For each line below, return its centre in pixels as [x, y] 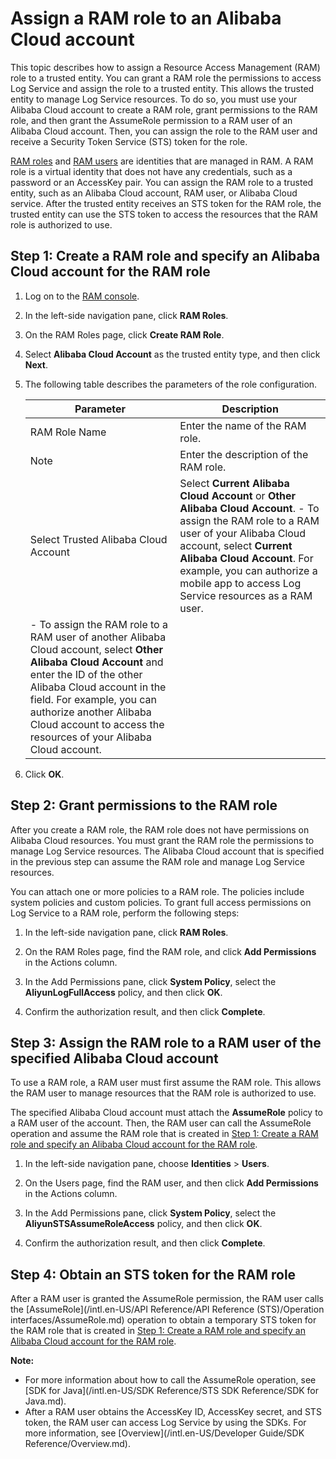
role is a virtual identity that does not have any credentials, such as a [151, 171]
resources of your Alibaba [90, 737]
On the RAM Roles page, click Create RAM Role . [124, 334]
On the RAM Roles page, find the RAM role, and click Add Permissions [170, 951]
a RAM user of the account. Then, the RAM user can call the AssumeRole [161, 1123]
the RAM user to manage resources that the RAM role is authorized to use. [163, 1093]
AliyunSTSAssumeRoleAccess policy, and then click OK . [143, 1224]
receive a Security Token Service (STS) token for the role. [129, 141]
